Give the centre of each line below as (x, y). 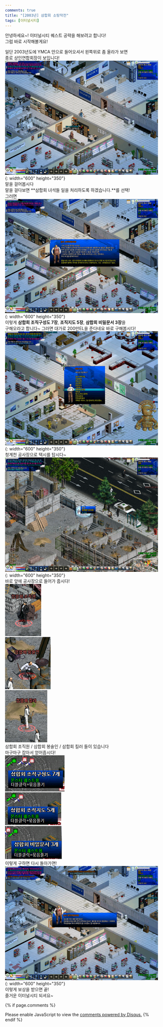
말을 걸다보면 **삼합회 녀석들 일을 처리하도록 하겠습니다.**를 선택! (67, 190)
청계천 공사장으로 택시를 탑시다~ (36, 455)
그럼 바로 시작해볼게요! (26, 42)
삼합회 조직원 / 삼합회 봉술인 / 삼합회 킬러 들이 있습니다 (57, 746)
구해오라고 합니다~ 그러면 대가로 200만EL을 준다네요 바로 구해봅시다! (71, 329)
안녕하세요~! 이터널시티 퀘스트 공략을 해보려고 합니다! (56, 35)
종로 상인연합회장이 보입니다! (32, 58)
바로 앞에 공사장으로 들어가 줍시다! (37, 581)
